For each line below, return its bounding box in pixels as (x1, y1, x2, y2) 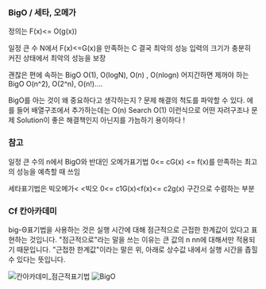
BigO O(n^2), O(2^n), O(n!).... (8, 79, 103, 89)
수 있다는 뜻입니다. (8, 254, 66, 264)
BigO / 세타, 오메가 (8, 6, 77, 17)
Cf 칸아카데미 (8, 205, 57, 216)
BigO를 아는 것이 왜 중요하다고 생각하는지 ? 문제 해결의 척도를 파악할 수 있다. (8, 95, 245, 105)
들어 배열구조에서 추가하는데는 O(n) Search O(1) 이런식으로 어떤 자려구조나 (16, 106, 250, 115)
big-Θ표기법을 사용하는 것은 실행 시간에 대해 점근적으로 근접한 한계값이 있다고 (8, 225, 250, 234)
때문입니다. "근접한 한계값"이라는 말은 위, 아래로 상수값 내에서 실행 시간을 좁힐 (16, 245, 258, 254)
